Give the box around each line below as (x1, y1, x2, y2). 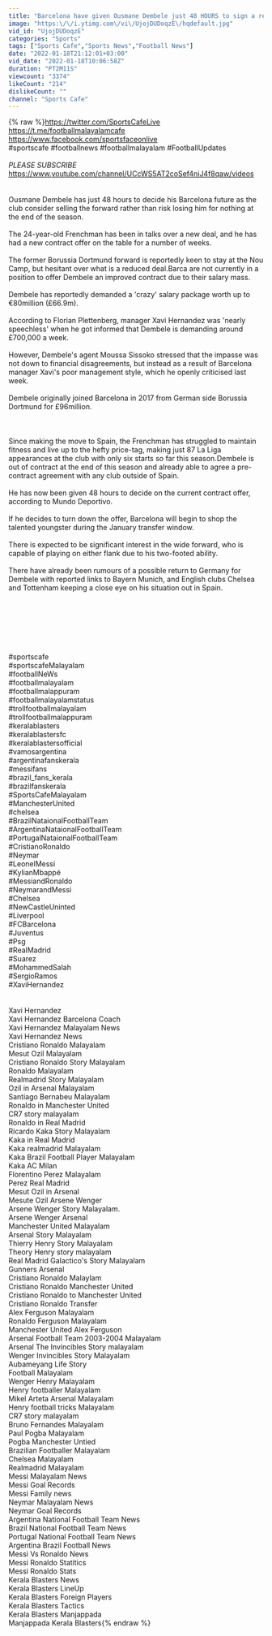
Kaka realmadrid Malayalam (8, 1144, 101, 1154)
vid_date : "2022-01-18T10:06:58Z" (8, 58, 125, 66)
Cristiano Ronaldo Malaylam (8, 1273, 102, 1283)
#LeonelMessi (8, 859, 56, 869)
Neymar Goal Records (8, 1506, 83, 1516)
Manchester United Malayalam (8, 1221, 111, 1231)
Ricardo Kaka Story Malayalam (8, 1126, 111, 1137)
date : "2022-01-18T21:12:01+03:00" (8, 50, 129, 58)
